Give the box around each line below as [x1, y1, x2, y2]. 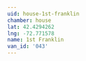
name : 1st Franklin [7, 36, 64, 43]
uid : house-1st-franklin [7, 10, 80, 18]
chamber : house [7, 17, 52, 24]
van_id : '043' [7, 43, 49, 50]
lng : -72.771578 [7, 29, 55, 37]
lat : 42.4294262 [7, 23, 55, 30]
